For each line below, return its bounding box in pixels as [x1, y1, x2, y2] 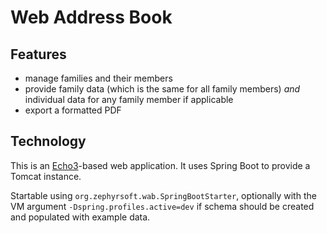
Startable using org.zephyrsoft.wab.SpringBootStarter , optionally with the [10, 189, 317, 201]
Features [10, 46, 67, 63]
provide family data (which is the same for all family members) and [24, 83, 301, 95]
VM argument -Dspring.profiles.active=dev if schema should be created [10, 200, 315, 212]
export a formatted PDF [24, 104, 122, 116]
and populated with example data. [10, 211, 151, 223]
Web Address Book [10, 6, 173, 29]
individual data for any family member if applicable [24, 94, 234, 105]
